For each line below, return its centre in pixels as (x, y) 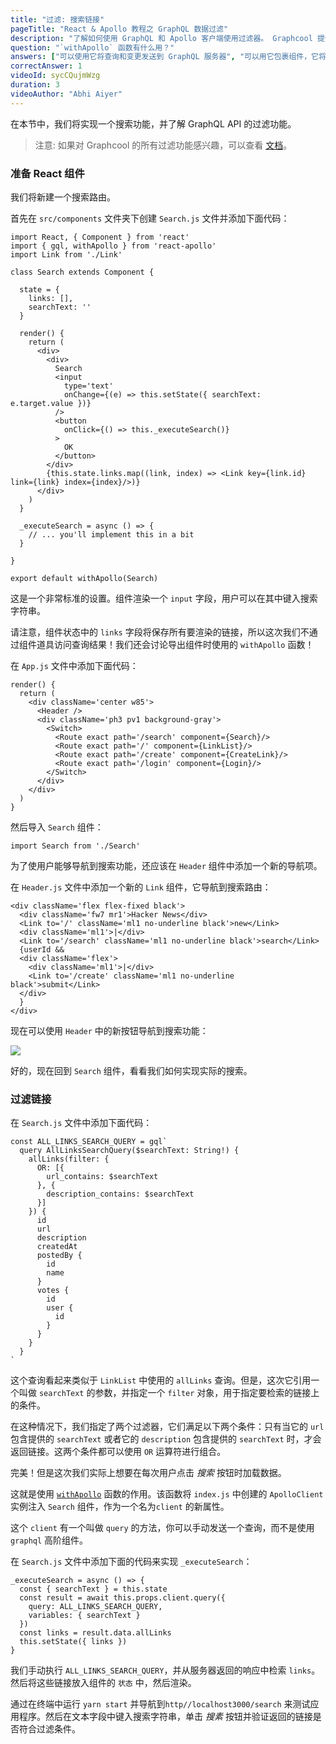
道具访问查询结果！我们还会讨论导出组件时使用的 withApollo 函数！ (175, 644)
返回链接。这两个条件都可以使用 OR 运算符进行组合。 (118, 1452)
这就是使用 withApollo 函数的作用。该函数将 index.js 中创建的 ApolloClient (167, 1494)
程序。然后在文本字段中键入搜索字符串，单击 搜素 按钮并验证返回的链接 (165, 1717)
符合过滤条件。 (49, 1729)
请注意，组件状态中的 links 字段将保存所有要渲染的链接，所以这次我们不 (160, 632)
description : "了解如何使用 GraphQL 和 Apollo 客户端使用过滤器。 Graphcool (161, 38)
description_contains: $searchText (120, 1194)
